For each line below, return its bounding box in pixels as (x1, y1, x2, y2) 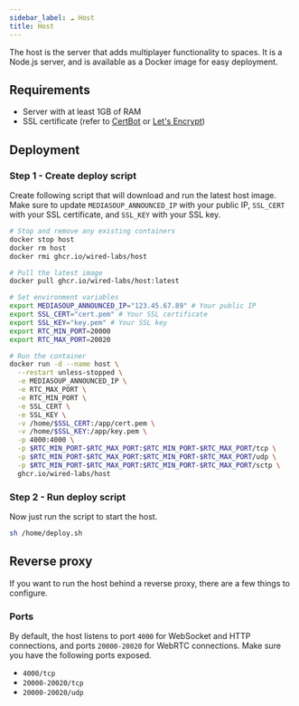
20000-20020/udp (22, 688, 84, 697)
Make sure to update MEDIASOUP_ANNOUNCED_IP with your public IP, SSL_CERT (9, 200, 285, 210)
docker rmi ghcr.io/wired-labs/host (9, 252, 147, 261)
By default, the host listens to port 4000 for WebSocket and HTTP (9, 630, 251, 641)
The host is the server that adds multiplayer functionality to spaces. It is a (9, 46, 283, 57)
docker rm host (9, 243, 67, 253)
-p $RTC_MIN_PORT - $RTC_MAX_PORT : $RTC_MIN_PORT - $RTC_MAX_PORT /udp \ (17, 453, 277, 462)
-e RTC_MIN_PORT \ (17, 393, 88, 403)
